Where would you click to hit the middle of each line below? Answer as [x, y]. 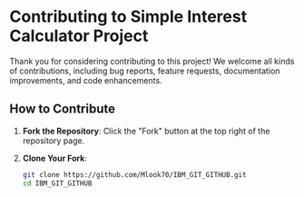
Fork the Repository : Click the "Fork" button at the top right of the [146, 131]
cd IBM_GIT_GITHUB [57, 183]
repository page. [54, 140]
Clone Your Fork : [55, 158]
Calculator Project [79, 36]
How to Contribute [63, 109]
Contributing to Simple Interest [128, 17]
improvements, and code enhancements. [86, 80]
